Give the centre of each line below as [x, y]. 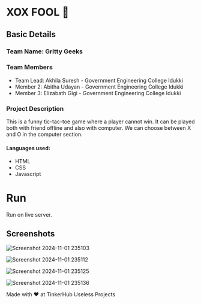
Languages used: [28, 148]
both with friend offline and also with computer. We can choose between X [99, 128]
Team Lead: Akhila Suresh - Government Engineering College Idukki [99, 80]
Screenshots [31, 234]
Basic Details [31, 34]
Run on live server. [29, 215]
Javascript [28, 174]
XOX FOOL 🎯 [38, 12]
